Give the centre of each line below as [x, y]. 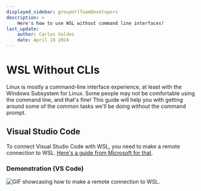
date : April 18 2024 [43, 40]
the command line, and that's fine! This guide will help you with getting [95, 99]
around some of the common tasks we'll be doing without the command [96, 106]
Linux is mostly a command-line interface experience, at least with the [94, 87]
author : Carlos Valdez [46, 35]
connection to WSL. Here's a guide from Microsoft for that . [80, 153]
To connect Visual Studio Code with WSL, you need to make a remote [93, 146]
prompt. [16, 112]
